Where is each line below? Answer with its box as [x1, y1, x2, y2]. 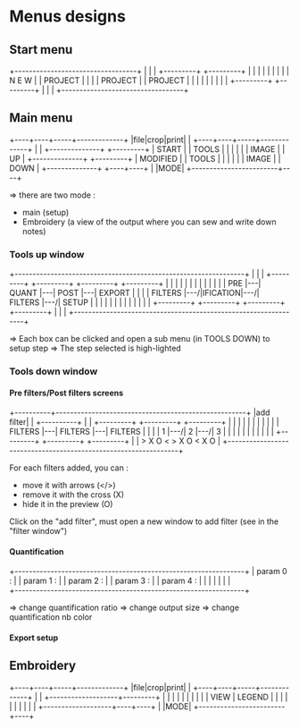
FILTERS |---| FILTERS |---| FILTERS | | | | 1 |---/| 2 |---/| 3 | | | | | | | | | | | [9, 427, 274, 437]
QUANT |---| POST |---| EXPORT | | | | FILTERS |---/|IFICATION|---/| [9, 288, 261, 299]
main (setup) [21, 207, 70, 217]
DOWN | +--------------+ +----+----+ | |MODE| [9, 163, 185, 174]
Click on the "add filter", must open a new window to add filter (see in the [9, 516, 279, 527]
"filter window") [9, 526, 68, 537]
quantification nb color [9, 612, 93, 622]
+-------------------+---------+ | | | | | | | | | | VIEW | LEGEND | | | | [44, 691, 288, 702]
